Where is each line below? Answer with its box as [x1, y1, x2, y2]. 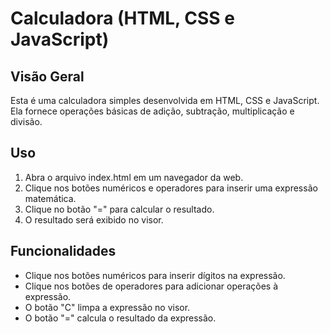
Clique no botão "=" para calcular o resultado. [24, 203, 215, 215]
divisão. [10, 116, 43, 127]
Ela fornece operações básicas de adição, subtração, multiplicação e [10, 105, 295, 117]
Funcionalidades [10, 243, 117, 260]
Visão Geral [10, 68, 85, 85]
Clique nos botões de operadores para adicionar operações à [24, 280, 279, 292]
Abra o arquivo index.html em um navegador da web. [24, 171, 244, 183]
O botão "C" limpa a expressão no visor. [24, 301, 191, 313]
